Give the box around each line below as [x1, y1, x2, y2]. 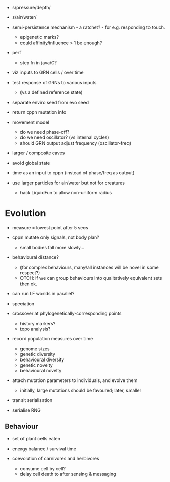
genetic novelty [19, 361, 53, 368]
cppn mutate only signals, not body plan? [12, 234, 99, 240]
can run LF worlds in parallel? [12, 290, 75, 296]
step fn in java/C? [19, 59, 57, 66]
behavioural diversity [19, 356, 65, 363]
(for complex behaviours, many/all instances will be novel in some [19, 264, 159, 270]
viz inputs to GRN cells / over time [12, 69, 84, 75]
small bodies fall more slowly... [19, 244, 85, 250]
